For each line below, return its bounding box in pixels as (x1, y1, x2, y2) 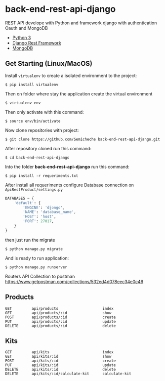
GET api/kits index (5, 350, 114, 355)
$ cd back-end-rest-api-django (5, 155, 70, 160)
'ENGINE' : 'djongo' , (23, 205, 65, 210)
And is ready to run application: (5, 255, 69, 261)
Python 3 (12, 35, 31, 41)
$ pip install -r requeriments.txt (5, 173, 79, 178)
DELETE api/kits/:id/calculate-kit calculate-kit (5, 372, 132, 377)
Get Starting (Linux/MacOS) (5, 59, 93, 68)
